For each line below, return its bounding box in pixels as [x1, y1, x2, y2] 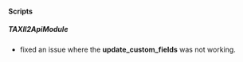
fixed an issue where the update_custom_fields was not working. [19, 45, 237, 54]
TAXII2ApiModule [8, 25, 69, 34]
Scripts [8, 6, 33, 16]
